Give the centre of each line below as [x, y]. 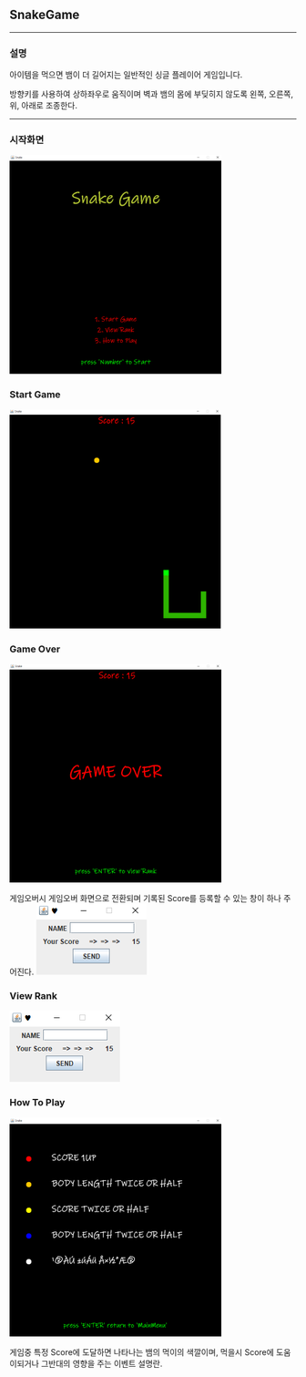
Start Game [35, 395]
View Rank [33, 995]
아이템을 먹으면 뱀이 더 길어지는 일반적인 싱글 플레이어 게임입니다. [126, 75]
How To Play [37, 1103]
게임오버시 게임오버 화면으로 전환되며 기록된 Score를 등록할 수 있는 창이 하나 [146, 898]
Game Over [35, 649]
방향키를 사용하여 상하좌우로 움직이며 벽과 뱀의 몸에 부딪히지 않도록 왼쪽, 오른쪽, [152, 94]
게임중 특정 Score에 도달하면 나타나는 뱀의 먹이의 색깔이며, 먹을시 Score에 [142, 1351]
